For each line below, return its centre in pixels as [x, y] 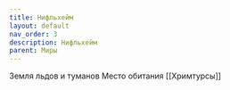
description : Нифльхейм [53, 42]
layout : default [39, 26]
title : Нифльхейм [41, 17]
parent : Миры [33, 51]
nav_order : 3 [33, 34]
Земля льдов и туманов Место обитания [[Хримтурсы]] [115, 76]
